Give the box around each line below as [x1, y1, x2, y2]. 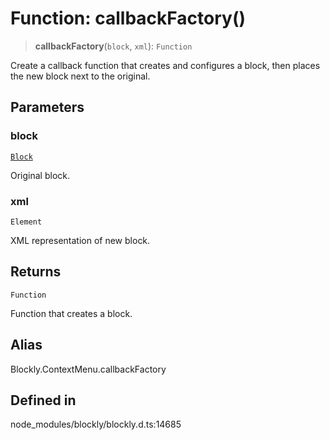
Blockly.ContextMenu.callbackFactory [10, 363, 167, 375]
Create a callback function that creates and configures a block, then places [10, 59, 321, 71]
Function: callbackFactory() [10, 7, 246, 30]
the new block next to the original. [10, 70, 151, 82]
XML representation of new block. [10, 234, 151, 246]
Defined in [10, 392, 77, 409]
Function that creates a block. [10, 307, 133, 319]
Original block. [10, 169, 71, 181]
